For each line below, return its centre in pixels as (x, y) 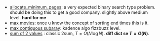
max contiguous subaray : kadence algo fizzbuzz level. (65, 28)
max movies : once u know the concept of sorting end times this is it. (79, 23)
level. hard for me (28, 18)
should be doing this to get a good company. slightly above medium (79, 12)
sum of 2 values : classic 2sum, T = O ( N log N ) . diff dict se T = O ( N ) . (80, 33)
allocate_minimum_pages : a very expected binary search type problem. (82, 7)
